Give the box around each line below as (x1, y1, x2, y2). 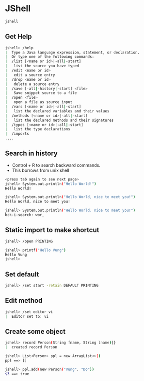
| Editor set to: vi (5, 314, 49, 319)
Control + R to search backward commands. (12, 162, 100, 168)
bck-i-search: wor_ (5, 213, 45, 218)
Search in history (5, 149, 58, 158)
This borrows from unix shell (12, 167, 69, 173)
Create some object (5, 327, 66, 336)
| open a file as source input (5, 100, 73, 105)
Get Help (5, 33, 32, 41)
